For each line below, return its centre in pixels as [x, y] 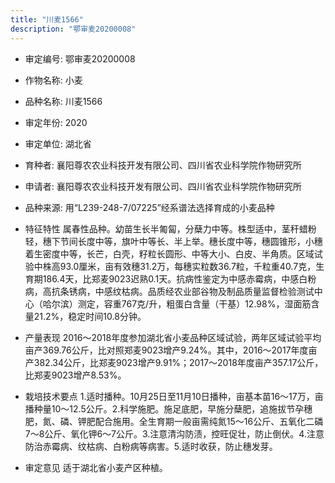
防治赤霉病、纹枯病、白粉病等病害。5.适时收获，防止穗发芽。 [151, 446]
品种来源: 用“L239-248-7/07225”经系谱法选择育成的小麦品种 [149, 207]
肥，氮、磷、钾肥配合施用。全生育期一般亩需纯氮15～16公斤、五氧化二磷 [174, 421]
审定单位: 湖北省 [58, 143]
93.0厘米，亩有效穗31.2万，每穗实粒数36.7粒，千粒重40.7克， [188, 266]
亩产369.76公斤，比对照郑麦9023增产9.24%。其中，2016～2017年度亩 [171, 350]
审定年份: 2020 [56, 122]
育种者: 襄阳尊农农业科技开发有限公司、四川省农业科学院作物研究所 [163, 165]
